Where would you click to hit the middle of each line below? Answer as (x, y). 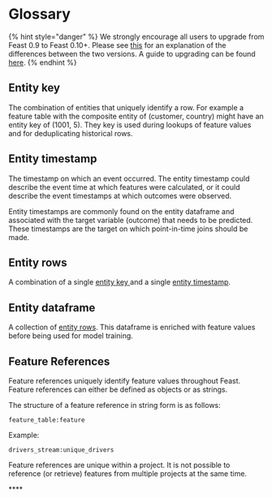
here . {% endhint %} (43, 62)
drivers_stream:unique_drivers (61, 450)
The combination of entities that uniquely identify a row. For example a (126, 107)
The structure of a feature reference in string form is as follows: (114, 405)
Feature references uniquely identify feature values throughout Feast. (125, 381)
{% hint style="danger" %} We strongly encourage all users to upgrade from (136, 36)
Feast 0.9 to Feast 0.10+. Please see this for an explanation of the (117, 45)
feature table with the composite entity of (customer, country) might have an (136, 116)
